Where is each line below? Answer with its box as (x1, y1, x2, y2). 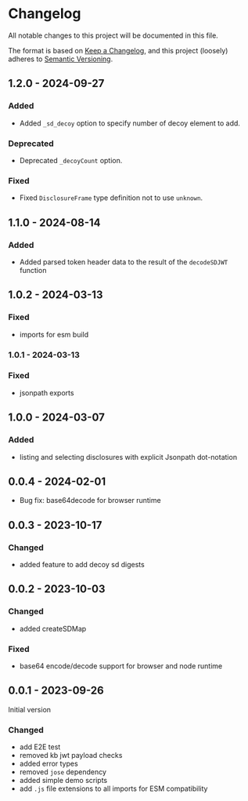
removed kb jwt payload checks (19, 751, 123, 760)
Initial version (8, 705, 52, 714)
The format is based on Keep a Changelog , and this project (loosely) (8, 46, 228, 55)
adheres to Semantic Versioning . (8, 54, 113, 64)
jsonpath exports (19, 388, 74, 397)
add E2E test (19, 742, 61, 752)
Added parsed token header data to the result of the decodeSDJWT (19, 257, 228, 267)
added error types (19, 759, 78, 769)
